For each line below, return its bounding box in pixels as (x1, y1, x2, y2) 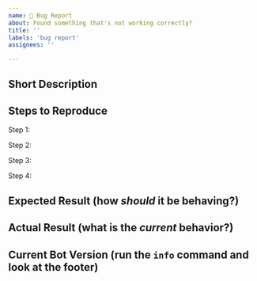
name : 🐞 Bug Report (8, 11, 73, 20)
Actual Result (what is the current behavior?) (8, 221, 234, 234)
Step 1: (8, 125, 30, 135)
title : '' (8, 26, 41, 34)
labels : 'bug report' (8, 33, 80, 42)
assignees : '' (8, 41, 55, 49)
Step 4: (8, 171, 32, 180)
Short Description (8, 77, 98, 91)
